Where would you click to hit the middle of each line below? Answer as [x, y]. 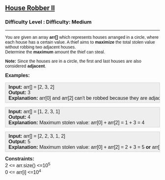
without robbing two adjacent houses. [41, 47]
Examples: [18, 75]
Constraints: [20, 158]
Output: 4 [20, 117]
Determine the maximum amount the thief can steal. [55, 52]
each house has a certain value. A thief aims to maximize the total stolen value [80, 42]
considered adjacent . [26, 66]
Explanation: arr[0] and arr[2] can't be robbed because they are [78, 98]
